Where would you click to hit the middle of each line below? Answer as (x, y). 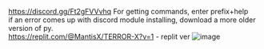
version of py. (31, 28)
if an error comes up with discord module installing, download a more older (132, 20)
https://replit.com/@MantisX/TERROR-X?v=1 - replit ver (99, 36)
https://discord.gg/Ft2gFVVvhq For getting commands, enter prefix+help (128, 11)
